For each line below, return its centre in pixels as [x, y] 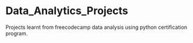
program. [17, 33]
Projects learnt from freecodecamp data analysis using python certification [96, 27]
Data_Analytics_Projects [67, 11]
